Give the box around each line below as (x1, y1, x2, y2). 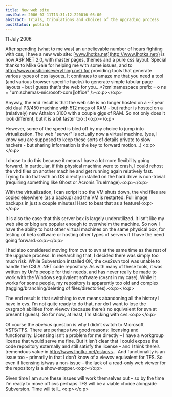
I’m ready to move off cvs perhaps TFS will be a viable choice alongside (5, 381, 157, 387)
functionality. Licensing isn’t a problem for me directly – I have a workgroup (5, 332, 164, 339)
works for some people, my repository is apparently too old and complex (5, 280, 159, 286)
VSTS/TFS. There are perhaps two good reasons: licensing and (5, 327, 139, 333)
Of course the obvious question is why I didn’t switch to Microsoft (5, 322, 144, 328)
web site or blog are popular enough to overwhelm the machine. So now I (5, 221, 160, 227)
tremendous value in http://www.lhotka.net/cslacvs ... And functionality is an (5, 349, 165, 355)
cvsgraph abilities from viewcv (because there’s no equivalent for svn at (5, 306, 157, 312)
